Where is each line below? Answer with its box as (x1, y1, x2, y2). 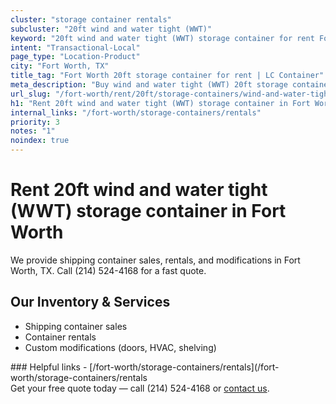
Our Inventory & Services (10, 294, 171, 311)
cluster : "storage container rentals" (10, 14, 172, 25)
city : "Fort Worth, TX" (10, 61, 110, 71)
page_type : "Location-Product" (10, 52, 141, 62)
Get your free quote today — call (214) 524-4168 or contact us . (10, 382, 270, 394)
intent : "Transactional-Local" (10, 42, 141, 53)
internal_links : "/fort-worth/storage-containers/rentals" (10, 107, 262, 118)
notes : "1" (10, 126, 56, 136)
